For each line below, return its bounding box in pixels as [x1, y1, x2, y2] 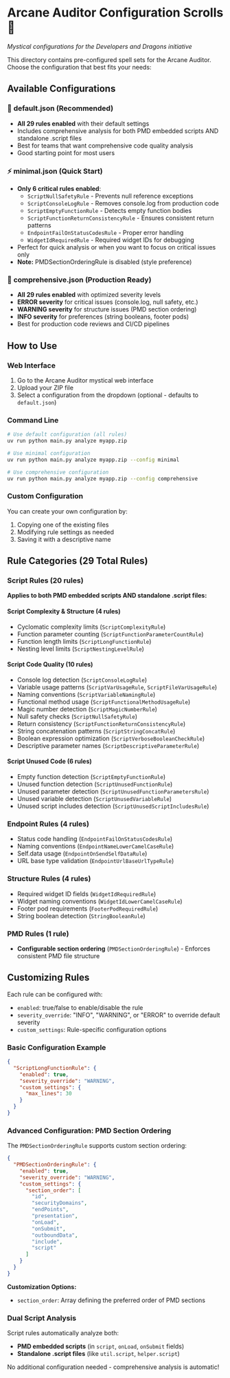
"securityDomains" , [32, 1199, 88, 1207]
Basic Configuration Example [7, 1042, 106, 1052]
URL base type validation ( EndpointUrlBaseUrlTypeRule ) [16, 857, 174, 865]
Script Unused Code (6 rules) [7, 757, 93, 766]
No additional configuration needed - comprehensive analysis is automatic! [7, 1363, 220, 1371]
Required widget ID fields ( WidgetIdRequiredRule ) [16, 889, 157, 898]
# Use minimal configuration [7, 449, 91, 456]
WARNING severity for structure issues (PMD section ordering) [16, 305, 197, 314]
